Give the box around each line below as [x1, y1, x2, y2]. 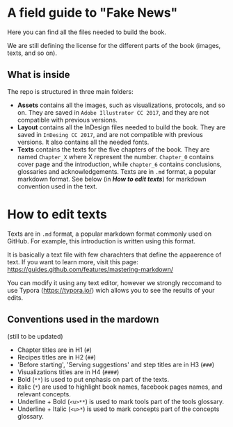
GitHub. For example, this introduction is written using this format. [7, 236, 196, 245]
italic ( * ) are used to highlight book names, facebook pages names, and [17, 382, 223, 391]
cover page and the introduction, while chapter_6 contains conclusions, [17, 160, 223, 168]
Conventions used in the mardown [7, 314, 159, 325]
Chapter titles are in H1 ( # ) [17, 346, 93, 354]
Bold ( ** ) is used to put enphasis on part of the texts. [17, 375, 169, 383]
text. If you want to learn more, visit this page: [7, 257, 139, 266]
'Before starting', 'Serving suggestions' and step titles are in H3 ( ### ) [17, 360, 215, 369]
